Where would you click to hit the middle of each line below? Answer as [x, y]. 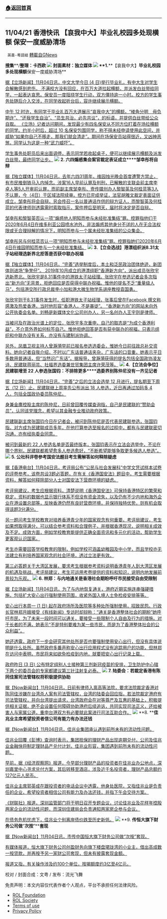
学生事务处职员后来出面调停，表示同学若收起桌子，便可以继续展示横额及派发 [83, 154]
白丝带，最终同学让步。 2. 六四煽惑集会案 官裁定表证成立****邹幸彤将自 [82, 160]
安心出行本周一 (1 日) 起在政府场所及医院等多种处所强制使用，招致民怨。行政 [83, 606]
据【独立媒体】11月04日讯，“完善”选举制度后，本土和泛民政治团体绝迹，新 [81, 264]
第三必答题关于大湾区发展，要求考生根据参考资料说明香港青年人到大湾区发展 [83, 566]
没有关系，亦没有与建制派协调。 [59, 336]
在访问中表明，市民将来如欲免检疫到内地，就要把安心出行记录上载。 [75, 654]
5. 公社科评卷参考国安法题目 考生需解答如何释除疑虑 [64, 457]
